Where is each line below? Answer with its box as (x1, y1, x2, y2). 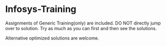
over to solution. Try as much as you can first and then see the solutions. (5, 25, 157, 31)
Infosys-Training (5, 3, 77, 15)
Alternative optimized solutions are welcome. (5, 35, 99, 41)
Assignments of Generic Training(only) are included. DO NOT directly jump (5, 20, 161, 26)
